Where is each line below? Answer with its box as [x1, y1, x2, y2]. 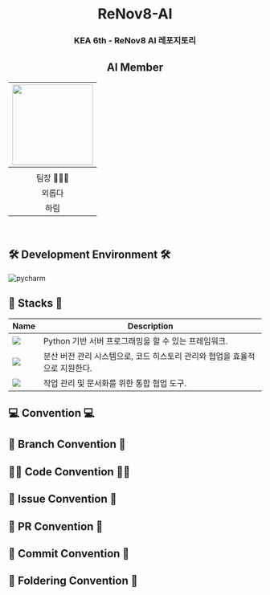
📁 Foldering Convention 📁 [8, 574, 138, 588]
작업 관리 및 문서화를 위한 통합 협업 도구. [43, 377, 187, 389]
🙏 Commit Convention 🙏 [8, 547, 130, 560]
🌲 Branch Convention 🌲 [8, 438, 126, 451]
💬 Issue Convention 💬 [8, 492, 117, 506]
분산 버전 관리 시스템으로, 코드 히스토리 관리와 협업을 [43, 350, 231, 361]
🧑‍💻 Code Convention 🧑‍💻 [8, 465, 131, 479]
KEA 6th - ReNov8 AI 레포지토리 [73, 35, 197, 47]
